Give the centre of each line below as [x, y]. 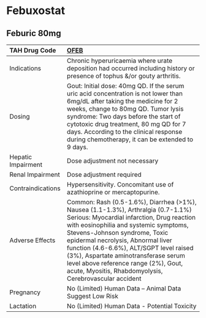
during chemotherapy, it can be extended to [130, 139]
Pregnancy [25, 292]
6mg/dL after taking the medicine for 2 [122, 101]
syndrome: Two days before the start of [124, 116]
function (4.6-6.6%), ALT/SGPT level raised [130, 248]
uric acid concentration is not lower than [124, 94]
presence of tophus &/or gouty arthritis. [124, 76]
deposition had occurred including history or [131, 68]
